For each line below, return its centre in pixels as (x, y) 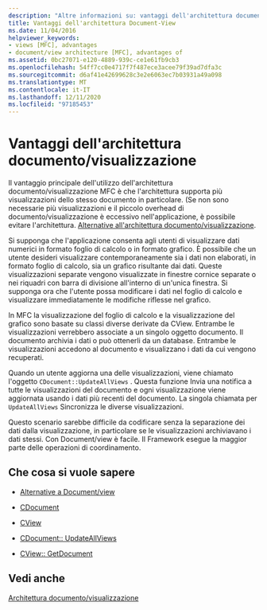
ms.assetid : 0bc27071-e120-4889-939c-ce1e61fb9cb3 (94, 61)
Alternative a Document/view (67, 491)
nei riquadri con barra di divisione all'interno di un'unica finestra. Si (118, 283)
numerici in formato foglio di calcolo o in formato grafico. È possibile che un (132, 249)
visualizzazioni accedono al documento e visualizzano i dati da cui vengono (132, 349)
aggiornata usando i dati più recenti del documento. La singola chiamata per (133, 398)
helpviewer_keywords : (44, 38)
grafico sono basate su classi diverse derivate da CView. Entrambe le (122, 324)
